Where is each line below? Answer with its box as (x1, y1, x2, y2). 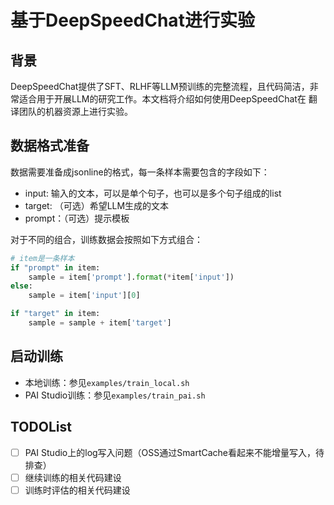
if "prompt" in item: (10, 262, 101, 273)
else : (10, 281, 33, 291)
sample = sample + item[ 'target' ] (28, 318, 172, 328)
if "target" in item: (10, 309, 101, 319)
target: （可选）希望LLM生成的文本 (24, 199, 170, 211)
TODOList (10, 419, 72, 436)
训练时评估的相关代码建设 (24, 484, 131, 496)
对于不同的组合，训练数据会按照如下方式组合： (10, 233, 203, 245)
